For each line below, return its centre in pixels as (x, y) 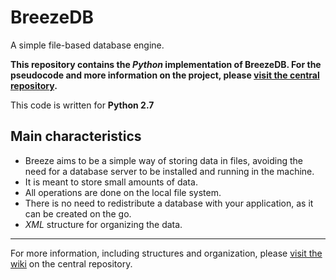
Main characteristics (76, 136)
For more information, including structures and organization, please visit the (166, 253)
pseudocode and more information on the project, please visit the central (165, 75)
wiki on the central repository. (71, 263)
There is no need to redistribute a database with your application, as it (169, 203)
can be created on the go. (78, 213)
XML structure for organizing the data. (103, 224)
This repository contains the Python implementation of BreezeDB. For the (166, 64)
